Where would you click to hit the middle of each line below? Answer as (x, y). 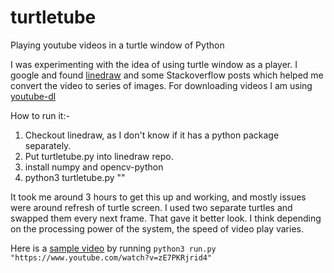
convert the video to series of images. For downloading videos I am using (161, 85)
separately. (48, 145)
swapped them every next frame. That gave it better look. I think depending (166, 218)
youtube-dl (33, 96)
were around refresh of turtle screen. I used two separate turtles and (151, 207)
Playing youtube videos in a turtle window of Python (117, 45)
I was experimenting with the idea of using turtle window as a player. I (154, 64)
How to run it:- (40, 115)
